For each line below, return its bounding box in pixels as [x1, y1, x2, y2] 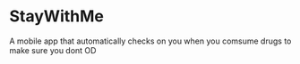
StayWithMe [9, 6, 105, 27]
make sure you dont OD [9, 44, 97, 55]
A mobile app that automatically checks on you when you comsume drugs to [9, 36, 292, 46]
